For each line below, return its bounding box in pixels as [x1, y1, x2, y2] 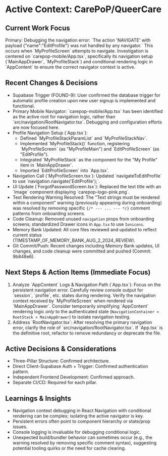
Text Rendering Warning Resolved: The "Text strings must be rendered [12, 194, 160, 200]
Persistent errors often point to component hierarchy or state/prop [12, 419, 150, 425]
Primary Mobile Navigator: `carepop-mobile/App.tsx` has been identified [12, 108, 163, 114]
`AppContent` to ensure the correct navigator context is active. [5, 64, 136, 70]
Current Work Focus [5, 24, 71, 32]
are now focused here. [12, 124, 60, 130]
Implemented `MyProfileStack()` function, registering [20, 140, 130, 146]
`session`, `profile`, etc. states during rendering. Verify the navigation [12, 292, 156, 298]
